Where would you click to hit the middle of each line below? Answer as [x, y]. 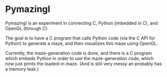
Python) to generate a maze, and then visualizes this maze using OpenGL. [81, 43]
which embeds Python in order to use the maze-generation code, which [79, 58]
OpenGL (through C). [27, 28]
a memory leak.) [22, 69]
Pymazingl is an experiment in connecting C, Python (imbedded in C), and [81, 23]
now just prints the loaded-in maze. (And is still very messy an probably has [83, 63]
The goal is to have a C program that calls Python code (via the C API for [80, 38]
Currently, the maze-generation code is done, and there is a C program [78, 53]
